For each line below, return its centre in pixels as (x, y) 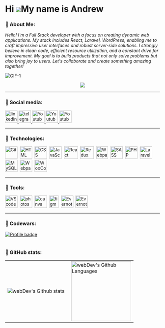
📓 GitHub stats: (24, 252)
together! (14, 66)
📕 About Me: (20, 25)
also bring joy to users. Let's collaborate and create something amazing (78, 61)
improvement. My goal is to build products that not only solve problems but (81, 56)
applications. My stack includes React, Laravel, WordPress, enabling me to (81, 40)
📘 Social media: (24, 103)
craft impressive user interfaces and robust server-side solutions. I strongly (82, 46)
